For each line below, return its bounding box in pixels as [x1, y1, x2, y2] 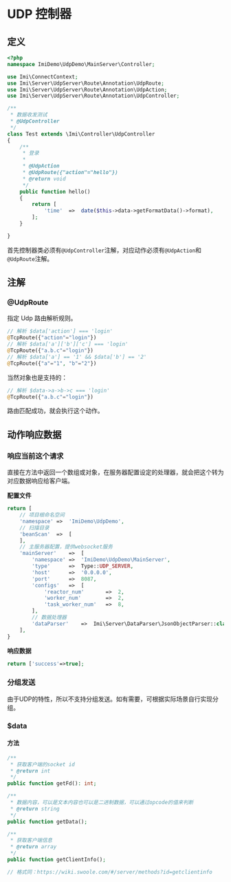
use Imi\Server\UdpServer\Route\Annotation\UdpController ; [7, 92, 180, 100]
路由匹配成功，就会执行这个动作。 [7, 407, 104, 415]
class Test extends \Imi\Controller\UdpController [7, 130, 155, 138]
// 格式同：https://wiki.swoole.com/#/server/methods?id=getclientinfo [7, 868, 213, 875]
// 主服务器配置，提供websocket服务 [19, 543, 113, 551]
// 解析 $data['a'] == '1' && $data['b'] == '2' [7, 353, 147, 360]
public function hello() [19, 188, 91, 195]
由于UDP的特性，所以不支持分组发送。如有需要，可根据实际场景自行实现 [7, 695, 213, 703]
